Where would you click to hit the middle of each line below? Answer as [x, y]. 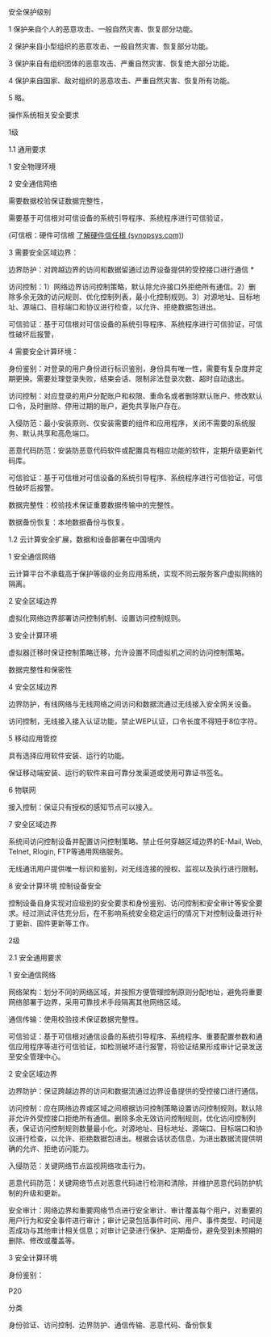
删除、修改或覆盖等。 [44, 1240]
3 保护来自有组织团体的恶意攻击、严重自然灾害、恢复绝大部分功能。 [121, 63]
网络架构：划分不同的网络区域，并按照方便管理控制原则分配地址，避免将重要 [135, 992]
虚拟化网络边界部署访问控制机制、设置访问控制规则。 [97, 618]
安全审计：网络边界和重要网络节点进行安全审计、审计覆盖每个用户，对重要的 [135, 1210]
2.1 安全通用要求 [35, 957]
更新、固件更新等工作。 [54, 923]
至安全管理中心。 [37, 1057]
